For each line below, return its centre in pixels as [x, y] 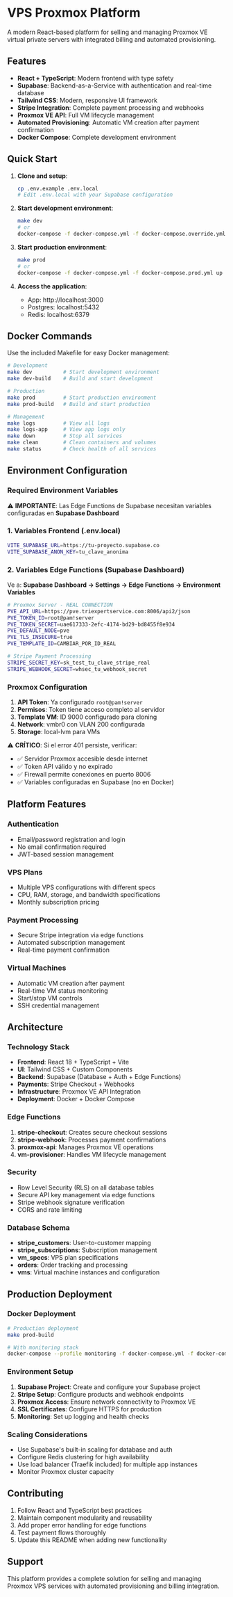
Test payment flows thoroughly [61, 1532]
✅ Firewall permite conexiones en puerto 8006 [84, 774]
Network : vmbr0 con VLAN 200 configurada [81, 724]
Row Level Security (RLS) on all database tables [86, 1187]
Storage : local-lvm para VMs [59, 731]
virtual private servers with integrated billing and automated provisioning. [112, 39]
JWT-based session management [66, 854]
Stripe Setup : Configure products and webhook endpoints [101, 1394]
